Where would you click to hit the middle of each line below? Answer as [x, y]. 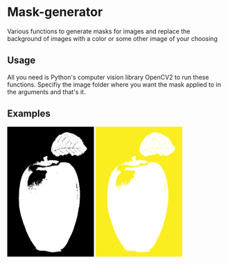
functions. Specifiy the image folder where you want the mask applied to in [114, 85]
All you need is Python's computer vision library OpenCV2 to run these [108, 77]
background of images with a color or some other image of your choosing [113, 38]
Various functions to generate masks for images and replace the [99, 31]
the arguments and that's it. [46, 91]
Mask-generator [55, 12]
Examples [29, 114]
